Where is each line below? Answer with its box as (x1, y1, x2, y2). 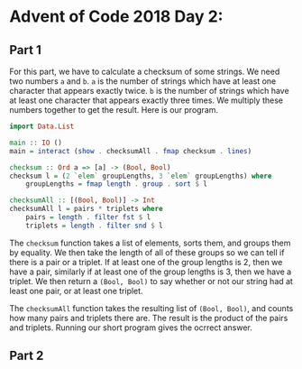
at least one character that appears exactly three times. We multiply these (9, 95, 284, 106)
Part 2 (9, 348, 44, 364)
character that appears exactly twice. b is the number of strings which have (9, 86, 290, 96)
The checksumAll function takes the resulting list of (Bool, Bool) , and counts (9, 302, 294, 313)
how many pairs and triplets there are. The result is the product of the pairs (9, 312, 288, 323)
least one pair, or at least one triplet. (9, 285, 143, 296)
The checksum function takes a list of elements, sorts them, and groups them (9, 237, 291, 248)
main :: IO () (9, 138, 63, 147)
